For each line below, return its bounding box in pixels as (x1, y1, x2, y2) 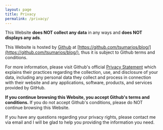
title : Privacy (5, 12, 36, 17)
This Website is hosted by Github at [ (5, 44, 80, 50)
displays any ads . (5, 35, 41, 41)
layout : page (5, 7, 32, 12)
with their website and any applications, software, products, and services (5, 80, 152, 86)
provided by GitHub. (5, 85, 46, 91)
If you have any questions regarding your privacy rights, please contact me (5, 114, 156, 120)
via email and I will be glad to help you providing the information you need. (5, 119, 155, 125)
